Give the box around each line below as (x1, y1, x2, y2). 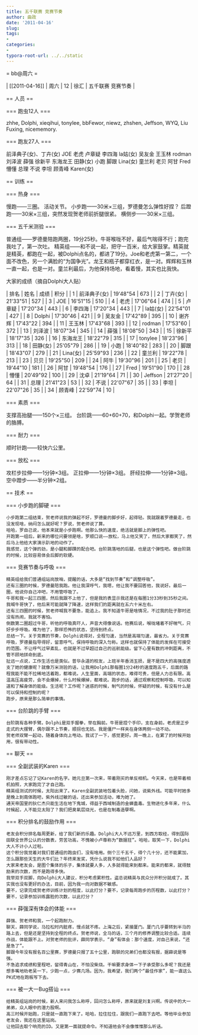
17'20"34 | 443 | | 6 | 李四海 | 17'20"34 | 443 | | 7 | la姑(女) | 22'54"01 (21, 305, 190, 312)
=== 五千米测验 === (6, 223, 56, 230)
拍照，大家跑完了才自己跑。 (10, 782, 68, 788)
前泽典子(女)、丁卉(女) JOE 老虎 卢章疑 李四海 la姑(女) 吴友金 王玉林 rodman (6, 150, 191, 157)
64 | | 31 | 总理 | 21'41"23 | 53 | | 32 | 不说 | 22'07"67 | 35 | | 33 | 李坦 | (6, 379, 177, 386)
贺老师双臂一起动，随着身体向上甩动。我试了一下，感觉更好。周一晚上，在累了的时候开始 (6, 732, 191, 739)
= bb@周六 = (6, 69, 38, 77)
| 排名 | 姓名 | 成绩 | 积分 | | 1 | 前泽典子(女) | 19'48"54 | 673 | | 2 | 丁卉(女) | (6, 290, 188, 297)
